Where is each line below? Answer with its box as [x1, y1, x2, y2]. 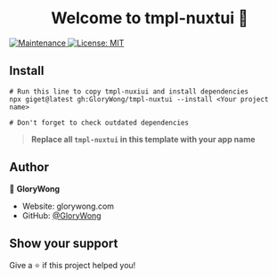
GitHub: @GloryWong [21, 209, 102, 221]
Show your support [9, 235, 118, 250]
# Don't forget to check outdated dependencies [9, 118, 190, 127]
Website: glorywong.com [21, 201, 114, 211]
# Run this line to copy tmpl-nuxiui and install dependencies [9, 86, 249, 96]
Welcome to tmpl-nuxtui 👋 [50, 8, 249, 29]
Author [9, 160, 49, 175]
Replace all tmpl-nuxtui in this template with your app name [30, 134, 256, 144]
